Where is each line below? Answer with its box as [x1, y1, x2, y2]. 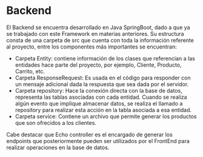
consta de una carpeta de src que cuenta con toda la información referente [6, 36, 194, 44]
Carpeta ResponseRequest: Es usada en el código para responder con [15, 74, 191, 81]
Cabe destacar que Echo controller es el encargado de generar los [6, 131, 173, 138]
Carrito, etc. [15, 67, 45, 75]
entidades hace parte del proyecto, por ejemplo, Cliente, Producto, [15, 61, 182, 68]
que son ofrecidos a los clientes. [15, 119, 97, 126]
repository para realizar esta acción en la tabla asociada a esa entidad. [15, 106, 192, 113]
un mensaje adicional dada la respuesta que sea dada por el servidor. [15, 80, 189, 88]
